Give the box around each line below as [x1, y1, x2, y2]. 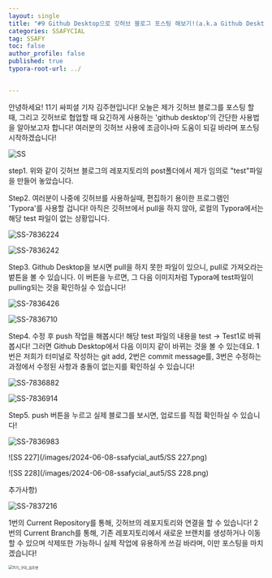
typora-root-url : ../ [8, 65, 82, 73]
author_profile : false [8, 50, 85, 58]
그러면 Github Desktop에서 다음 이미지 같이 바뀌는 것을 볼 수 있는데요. [32, 341, 255, 351]
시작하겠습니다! [8, 132, 57, 142]
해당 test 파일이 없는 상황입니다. [8, 213, 110, 223]
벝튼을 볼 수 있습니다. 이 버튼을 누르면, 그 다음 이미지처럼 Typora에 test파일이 [8, 272, 254, 282]
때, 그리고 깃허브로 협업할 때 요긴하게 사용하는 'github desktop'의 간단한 [8, 112, 238, 122]
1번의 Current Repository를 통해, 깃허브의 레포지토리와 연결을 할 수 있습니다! [8, 517, 253, 528]
